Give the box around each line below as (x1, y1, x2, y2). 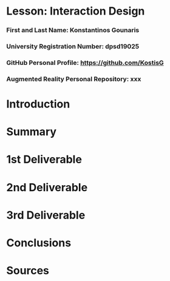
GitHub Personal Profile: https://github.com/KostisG (6, 58, 164, 67)
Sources (6, 264, 50, 277)
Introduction (6, 97, 70, 111)
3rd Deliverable (6, 208, 86, 222)
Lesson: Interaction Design (6, 4, 145, 18)
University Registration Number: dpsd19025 (6, 42, 140, 51)
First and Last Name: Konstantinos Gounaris (6, 26, 140, 35)
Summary (6, 125, 56, 139)
